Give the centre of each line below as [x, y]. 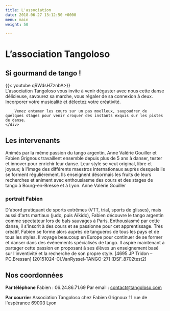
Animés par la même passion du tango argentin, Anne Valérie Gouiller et [81, 153]
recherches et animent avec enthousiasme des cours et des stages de [79, 180]
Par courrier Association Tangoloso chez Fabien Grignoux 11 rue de [76, 298]
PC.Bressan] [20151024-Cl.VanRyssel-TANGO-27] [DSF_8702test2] [76, 259]
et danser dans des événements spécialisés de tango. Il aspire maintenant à [85, 243]
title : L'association [28, 10]
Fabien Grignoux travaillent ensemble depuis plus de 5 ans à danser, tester [84, 158]
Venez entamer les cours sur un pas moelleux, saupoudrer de [81, 111]
